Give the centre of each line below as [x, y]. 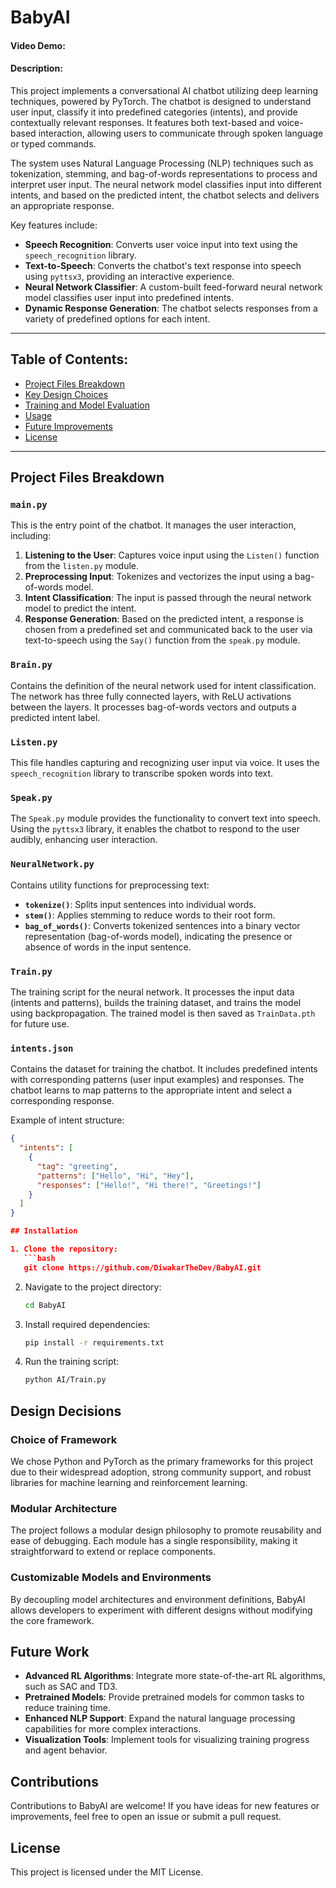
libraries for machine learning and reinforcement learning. [129, 1482]
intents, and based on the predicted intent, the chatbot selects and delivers [165, 195]
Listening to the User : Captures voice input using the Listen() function [172, 555]
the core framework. [52, 1620]
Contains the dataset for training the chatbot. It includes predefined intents [164, 1069]
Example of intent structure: [67, 1120]
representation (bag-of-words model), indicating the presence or [158, 936]
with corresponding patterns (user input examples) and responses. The [157, 1080]
